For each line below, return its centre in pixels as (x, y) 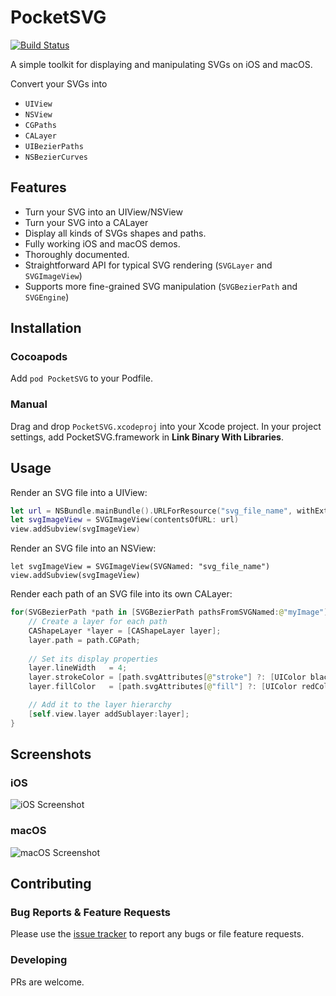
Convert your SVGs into (59, 83)
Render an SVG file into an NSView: (83, 548)
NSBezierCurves (56, 157)
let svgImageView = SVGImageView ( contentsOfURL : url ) (125, 520)
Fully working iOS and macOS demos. (102, 243)
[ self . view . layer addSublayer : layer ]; (109, 714)
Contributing (51, 884)
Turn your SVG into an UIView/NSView (103, 212)
